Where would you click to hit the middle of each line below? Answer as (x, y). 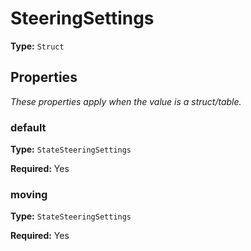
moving (29, 194)
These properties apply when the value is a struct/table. (126, 101)
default (28, 127)
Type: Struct (37, 46)
